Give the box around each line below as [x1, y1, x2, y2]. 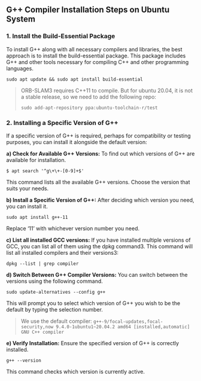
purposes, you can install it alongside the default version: [6, 138, 148, 145]
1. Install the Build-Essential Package [6, 32, 115, 41]
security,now [20, 324, 54, 330]
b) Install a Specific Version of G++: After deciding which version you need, [6, 196, 194, 203]
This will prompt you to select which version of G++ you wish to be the [6, 299, 181, 307]
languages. [6, 65, 34, 72]
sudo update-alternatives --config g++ [6, 289, 106, 295]
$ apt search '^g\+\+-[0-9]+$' [6, 167, 84, 174]
